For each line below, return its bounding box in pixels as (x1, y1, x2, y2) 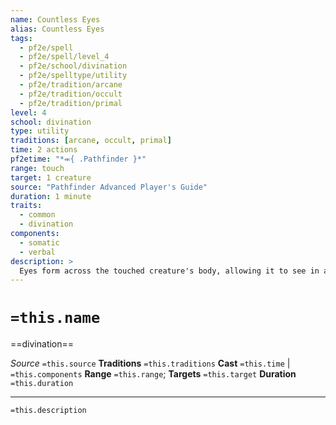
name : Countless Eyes (10, 14, 101, 25)
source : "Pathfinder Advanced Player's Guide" (10, 182, 208, 192)
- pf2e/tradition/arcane (19, 80, 123, 90)
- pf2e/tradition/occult (19, 89, 123, 99)
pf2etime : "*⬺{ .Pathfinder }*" (10, 154, 147, 164)
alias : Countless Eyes (10, 24, 105, 34)
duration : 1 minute (10, 191, 92, 201)
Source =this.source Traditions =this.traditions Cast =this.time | (10, 357, 291, 370)
